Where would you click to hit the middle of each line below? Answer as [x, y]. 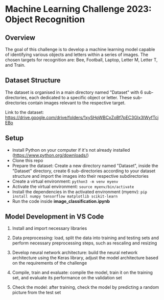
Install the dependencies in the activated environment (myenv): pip [80, 191]
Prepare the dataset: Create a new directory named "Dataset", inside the [85, 165]
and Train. [15, 65]
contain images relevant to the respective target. [77, 103]
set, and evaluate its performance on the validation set [67, 278]
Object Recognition [45, 19]
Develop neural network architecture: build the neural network [75, 253]
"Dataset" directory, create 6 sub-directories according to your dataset [84, 171]
